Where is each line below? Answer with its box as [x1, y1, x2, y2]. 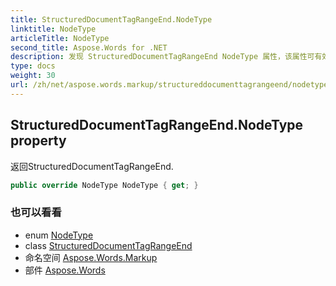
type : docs [10, 61, 56, 71]
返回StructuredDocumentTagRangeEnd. [10, 160, 174, 172]
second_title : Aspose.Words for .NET [10, 42, 168, 53]
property [10, 132, 67, 150]
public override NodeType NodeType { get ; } [10, 180, 199, 190]
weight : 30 [10, 71, 56, 81]
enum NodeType [24, 229, 94, 241]
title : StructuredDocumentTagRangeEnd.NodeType [10, 14, 213, 25]
